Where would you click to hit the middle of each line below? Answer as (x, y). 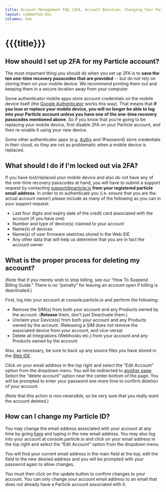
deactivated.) (19, 290)
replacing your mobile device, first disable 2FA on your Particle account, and (83, 125)
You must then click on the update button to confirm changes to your (75, 474)
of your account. (22, 386)
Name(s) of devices (32, 229)
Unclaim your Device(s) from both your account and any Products (79, 320)
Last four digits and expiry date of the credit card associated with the (83, 213)
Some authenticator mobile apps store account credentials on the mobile (79, 99)
